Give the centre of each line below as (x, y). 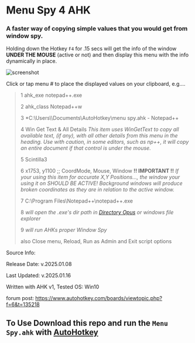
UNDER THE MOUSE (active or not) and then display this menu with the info (97, 55)
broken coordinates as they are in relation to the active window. (97, 190)
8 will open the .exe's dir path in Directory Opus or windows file (97, 213)
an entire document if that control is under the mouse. (85, 148)
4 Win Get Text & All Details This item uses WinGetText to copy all (100, 129)
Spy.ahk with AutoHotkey (52, 332)
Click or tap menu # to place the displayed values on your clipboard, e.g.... (96, 84)
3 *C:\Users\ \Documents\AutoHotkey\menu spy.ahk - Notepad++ (100, 118)
